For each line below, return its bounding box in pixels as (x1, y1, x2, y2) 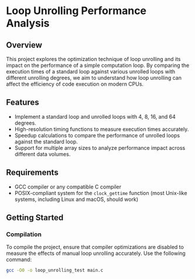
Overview (6, 40, 43, 50)
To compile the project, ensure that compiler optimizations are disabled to (6, 244, 184, 251)
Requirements (6, 167, 59, 177)
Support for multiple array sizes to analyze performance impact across (14, 144, 186, 151)
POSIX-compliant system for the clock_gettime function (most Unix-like (14, 189, 187, 196)
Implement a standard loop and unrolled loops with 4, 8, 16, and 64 (14, 113, 176, 120)
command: (6, 256, 32, 263)
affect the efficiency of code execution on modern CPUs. (6, 80, 144, 88)
